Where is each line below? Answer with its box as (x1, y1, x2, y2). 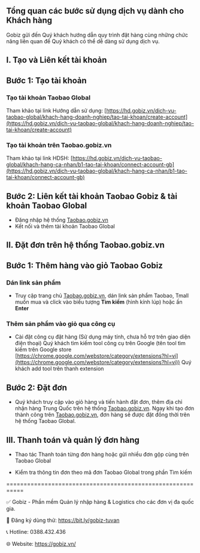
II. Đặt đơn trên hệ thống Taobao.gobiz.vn (6, 240, 165, 250)
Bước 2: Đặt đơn (6, 382, 67, 392)
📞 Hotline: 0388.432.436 (6, 528, 66, 535)
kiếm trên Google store (14, 346, 72, 353)
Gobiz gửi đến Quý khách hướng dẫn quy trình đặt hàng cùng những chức (6, 31, 189, 38)
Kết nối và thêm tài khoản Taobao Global (14, 223, 115, 229)
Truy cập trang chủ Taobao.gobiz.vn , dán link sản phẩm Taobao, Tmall (14, 292, 189, 300)
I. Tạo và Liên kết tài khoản (6, 55, 107, 65)
